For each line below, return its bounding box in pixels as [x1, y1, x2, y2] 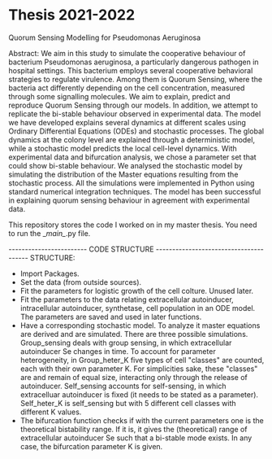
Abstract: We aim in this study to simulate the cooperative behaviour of [8, 48, 246, 58]
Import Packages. [19, 269, 80, 278]
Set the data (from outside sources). [19, 277, 142, 286]
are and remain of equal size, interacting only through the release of [19, 372, 248, 382]
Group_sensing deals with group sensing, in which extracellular [19, 338, 232, 348]
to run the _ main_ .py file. [8, 228, 91, 238]
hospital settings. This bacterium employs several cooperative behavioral [8, 65, 253, 75]
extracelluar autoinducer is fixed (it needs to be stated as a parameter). [19, 389, 258, 400]
